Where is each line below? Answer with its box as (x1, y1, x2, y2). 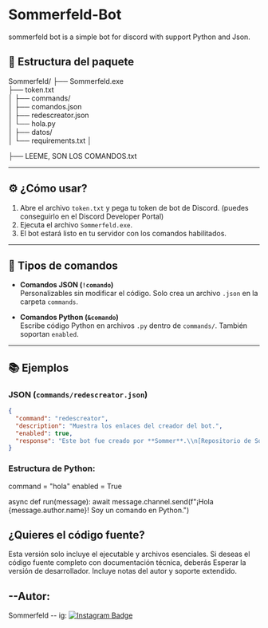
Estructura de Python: (8, 463, 96, 474)
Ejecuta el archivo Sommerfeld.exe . (19, 219, 133, 229)
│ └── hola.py (8, 118, 56, 128)
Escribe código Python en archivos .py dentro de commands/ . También (19, 321, 248, 330)
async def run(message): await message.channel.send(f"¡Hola (8, 496, 214, 506)
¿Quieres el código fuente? (8, 528, 145, 542)
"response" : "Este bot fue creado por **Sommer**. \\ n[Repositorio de (15, 436, 251, 444)
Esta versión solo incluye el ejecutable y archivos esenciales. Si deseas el (8, 549, 250, 559)
